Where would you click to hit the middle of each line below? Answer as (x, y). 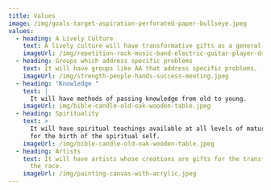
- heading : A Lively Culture (65, 38)
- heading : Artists (48, 151)
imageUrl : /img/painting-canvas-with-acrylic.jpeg (110, 174)
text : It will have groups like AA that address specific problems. (140, 69)
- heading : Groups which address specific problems (104, 61)
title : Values (32, 16)
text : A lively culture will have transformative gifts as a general (142, 46)
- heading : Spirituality (57, 114)
